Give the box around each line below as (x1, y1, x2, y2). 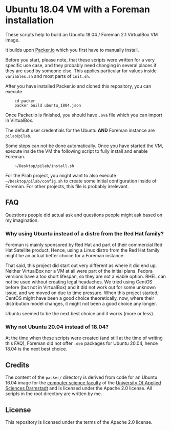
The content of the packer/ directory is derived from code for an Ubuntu (5, 374, 158, 380)
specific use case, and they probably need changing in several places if (5, 62, 157, 68)
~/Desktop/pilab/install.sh (14, 163, 74, 169)
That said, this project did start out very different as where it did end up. (5, 262, 157, 269)
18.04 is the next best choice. (5, 346, 68, 352)
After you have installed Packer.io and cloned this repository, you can (5, 83, 152, 89)
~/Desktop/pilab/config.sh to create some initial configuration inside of (5, 178, 157, 184)
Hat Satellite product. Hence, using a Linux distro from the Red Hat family (5, 247, 160, 253)
